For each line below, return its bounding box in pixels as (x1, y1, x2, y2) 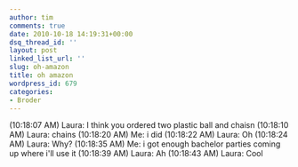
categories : (9, 87, 53, 96)
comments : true (9, 21, 66, 30)
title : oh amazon (9, 71, 74, 80)
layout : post (9, 46, 58, 55)
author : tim (9, 12, 53, 22)
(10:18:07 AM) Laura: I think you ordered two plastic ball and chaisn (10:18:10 (9, 120, 289, 131)
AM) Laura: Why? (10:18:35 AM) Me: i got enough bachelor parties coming (9, 139, 281, 149)
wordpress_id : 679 (9, 79, 77, 88)
